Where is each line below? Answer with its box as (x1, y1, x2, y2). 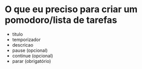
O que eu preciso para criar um (5, 4, 138, 15)
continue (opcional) (12, 52, 53, 59)
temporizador (12, 37, 41, 43)
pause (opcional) (12, 47, 48, 53)
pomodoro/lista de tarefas (5, 14, 118, 26)
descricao (12, 42, 34, 48)
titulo (12, 31, 23, 37)
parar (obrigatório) (12, 58, 51, 64)
